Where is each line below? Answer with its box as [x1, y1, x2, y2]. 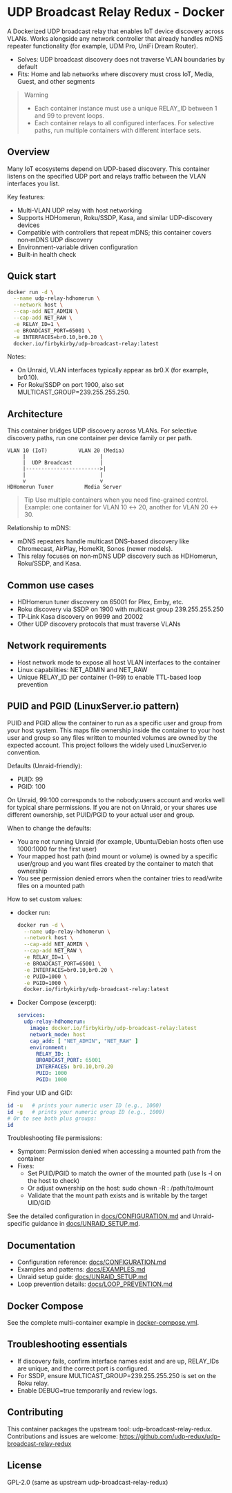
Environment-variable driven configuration [17, 243, 138, 251]
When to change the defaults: [7, 824, 92, 832]
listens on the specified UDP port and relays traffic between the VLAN [7, 172, 206, 180]
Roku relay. [17, 1379, 50, 1387]
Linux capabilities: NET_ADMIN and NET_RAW [17, 665, 148, 673]
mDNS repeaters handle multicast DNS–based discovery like [17, 537, 190, 545]
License [7, 1460, 42, 1472]
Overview [7, 146, 50, 158]
